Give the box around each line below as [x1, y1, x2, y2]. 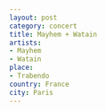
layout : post [9, 13, 58, 22]
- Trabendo [9, 72, 50, 81]
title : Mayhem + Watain [9, 30, 98, 38]
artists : [9, 38, 42, 47]
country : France [9, 80, 69, 89]
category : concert [9, 21, 77, 30]
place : [9, 64, 34, 73]
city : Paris [9, 88, 53, 97]
